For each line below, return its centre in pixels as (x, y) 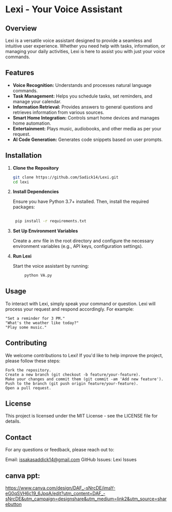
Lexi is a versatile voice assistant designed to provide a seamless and (79, 40)
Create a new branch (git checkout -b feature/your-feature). (73, 375)
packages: (24, 207)
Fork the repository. (28, 370)
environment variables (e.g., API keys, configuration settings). (78, 246)
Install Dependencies (36, 192)
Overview (21, 28)
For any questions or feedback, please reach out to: (60, 450)
